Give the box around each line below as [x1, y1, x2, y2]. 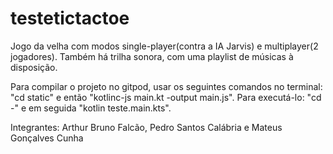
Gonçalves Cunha [10, 132, 84, 144]
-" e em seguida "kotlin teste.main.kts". [10, 102, 172, 114]
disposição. [10, 61, 58, 73]
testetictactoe [10, 7, 130, 30]
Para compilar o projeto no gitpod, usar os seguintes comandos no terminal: [10, 80, 323, 92]
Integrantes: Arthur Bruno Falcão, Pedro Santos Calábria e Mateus [10, 121, 283, 133]
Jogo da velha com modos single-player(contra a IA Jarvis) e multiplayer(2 [10, 40, 319, 52]
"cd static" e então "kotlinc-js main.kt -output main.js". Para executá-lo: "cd [10, 91, 322, 103]
